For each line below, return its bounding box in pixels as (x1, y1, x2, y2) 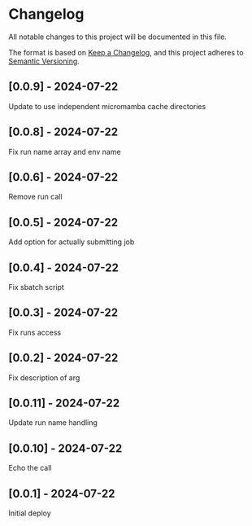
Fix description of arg (8, 372, 80, 383)
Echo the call (8, 463, 52, 473)
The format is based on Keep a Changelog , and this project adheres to (8, 47, 244, 57)
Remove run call (8, 192, 63, 202)
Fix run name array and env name (8, 147, 121, 156)
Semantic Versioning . (8, 56, 80, 66)
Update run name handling (8, 418, 98, 427)
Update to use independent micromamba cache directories (8, 101, 206, 111)
